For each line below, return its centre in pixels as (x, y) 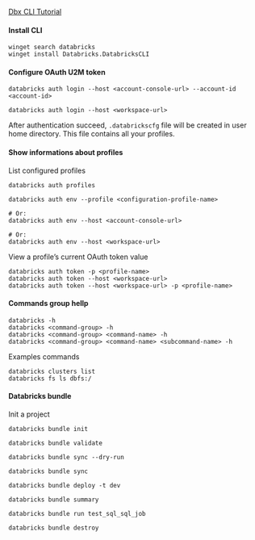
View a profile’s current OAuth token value (78, 257)
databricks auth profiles (52, 185)
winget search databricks (52, 48)
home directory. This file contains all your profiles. (92, 134)
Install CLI (25, 30)
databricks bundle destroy (54, 528)
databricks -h (32, 320)
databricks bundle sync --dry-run (67, 458)
